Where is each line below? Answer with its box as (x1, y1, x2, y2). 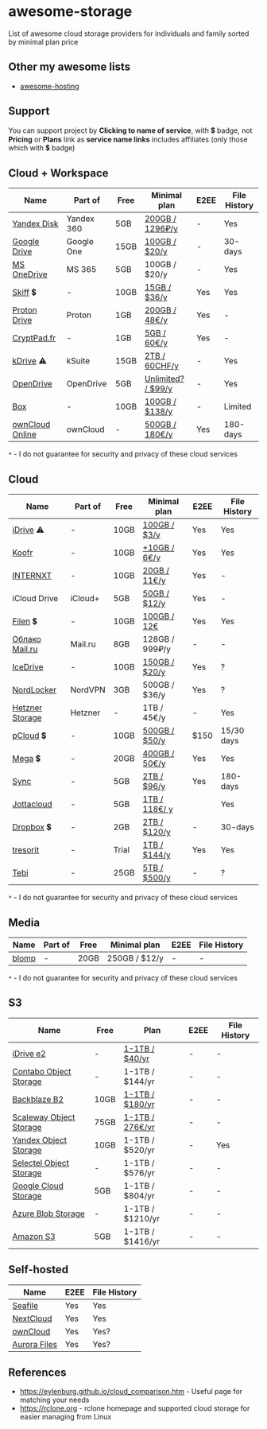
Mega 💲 (12, 753, 41, 764)
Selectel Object (12, 1157, 70, 1168)
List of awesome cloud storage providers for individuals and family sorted (8, 29, 250, 38)
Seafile (12, 1299, 38, 1311)
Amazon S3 (12, 1231, 56, 1242)
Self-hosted (8, 1263, 69, 1276)
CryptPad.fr (12, 332, 56, 344)
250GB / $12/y (106, 953, 164, 964)
